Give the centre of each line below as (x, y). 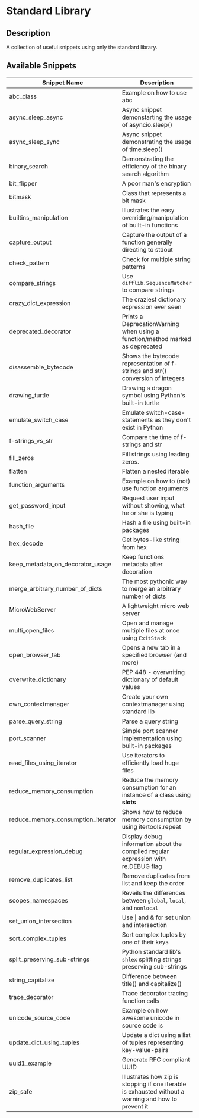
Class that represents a (154, 193)
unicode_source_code (40, 1017)
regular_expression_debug (46, 851)
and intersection (145, 925)
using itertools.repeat (152, 826)
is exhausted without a (153, 1091)
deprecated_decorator (40, 331)
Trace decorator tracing (155, 993)
